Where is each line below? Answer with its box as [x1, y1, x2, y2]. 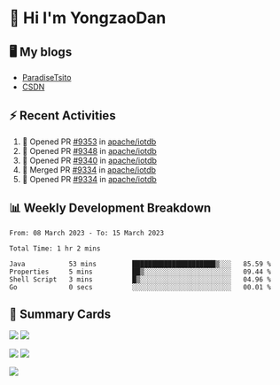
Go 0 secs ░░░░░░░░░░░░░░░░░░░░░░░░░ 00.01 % [9, 282, 272, 291]
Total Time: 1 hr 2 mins [9, 243, 101, 253]
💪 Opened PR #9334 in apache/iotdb [21, 173, 157, 184]
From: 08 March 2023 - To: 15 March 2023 [9, 228, 165, 237]
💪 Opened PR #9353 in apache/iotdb [21, 136, 157, 147]
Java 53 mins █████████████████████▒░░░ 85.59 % [9, 259, 272, 268]
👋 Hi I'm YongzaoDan [9, 8, 167, 28]
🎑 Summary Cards [9, 307, 112, 322]
